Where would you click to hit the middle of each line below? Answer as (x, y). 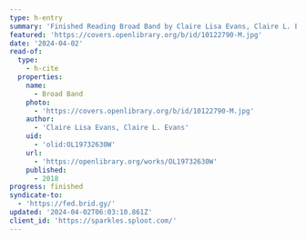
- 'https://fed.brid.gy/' (67, 204)
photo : (38, 102)
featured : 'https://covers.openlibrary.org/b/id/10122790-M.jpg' (136, 35)
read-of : (26, 52)
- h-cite (42, 69)
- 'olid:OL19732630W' (75, 144)
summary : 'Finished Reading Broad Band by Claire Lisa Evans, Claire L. (150, 26)
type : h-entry (36, 18)
